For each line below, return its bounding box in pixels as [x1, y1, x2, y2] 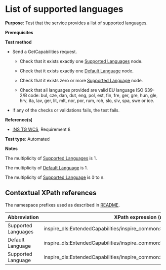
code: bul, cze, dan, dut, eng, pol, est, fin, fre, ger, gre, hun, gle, [28, 92, 158, 98]
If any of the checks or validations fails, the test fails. [12, 107, 120, 113]
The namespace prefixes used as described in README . [5, 202, 120, 208]
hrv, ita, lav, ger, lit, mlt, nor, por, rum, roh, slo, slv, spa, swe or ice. [19, 98, 155, 104]
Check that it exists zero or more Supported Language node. [19, 77, 143, 83]
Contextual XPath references [5, 189, 97, 197]
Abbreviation [7, 214, 39, 220]
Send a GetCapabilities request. [12, 49, 77, 54]
